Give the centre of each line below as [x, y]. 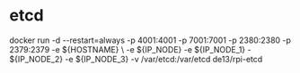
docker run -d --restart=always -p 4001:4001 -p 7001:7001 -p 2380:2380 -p [150, 40]
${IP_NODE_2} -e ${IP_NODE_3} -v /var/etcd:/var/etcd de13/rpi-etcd [136, 59]
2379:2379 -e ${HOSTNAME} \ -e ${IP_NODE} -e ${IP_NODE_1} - [130, 49]
